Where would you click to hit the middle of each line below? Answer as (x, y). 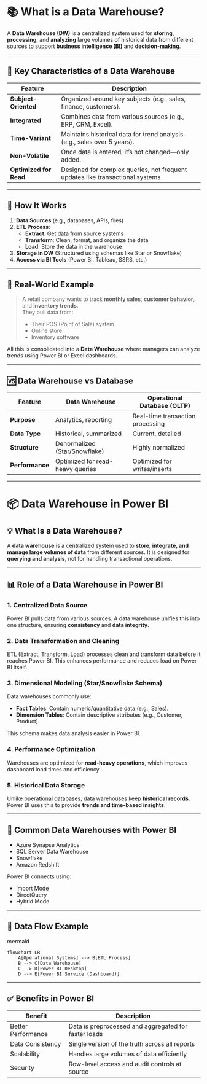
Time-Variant (30, 138)
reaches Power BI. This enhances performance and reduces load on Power (102, 661)
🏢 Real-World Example (51, 284)
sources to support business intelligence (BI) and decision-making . (94, 46)
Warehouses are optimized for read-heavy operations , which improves (97, 763)
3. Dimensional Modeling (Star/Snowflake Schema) (84, 684)
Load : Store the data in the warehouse (73, 246)
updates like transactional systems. (112, 177)
